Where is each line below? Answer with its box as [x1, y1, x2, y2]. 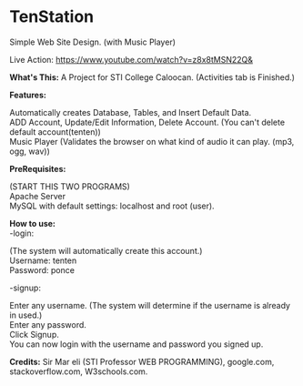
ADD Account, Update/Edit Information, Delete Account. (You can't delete [9, 117, 285, 127]
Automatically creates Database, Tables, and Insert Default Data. [9, 107, 252, 117]
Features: [9, 89, 47, 100]
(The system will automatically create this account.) [9, 245, 203, 256]
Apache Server [9, 190, 66, 201]
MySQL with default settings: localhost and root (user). [9, 200, 216, 211]
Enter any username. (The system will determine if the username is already [9, 300, 291, 310]
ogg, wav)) [9, 146, 50, 157]
